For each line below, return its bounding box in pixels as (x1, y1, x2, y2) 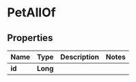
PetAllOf (7, 5, 56, 20)
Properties (7, 32, 53, 44)
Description (60, 53, 99, 61)
